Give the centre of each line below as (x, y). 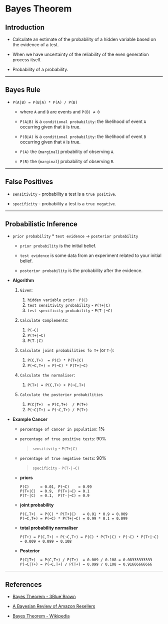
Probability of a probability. (40, 69)
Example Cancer (30, 419)
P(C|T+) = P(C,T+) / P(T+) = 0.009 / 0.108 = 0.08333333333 (86, 560)
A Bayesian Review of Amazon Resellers (54, 606)
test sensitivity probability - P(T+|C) (69, 305)
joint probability (37, 505)
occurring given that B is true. (50, 127)
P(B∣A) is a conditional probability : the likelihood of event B (83, 137)
